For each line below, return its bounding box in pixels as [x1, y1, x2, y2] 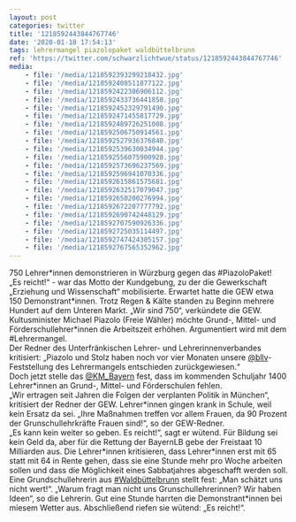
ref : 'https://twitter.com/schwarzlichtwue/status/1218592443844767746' [9, 54, 283, 63]
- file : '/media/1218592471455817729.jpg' [25, 111, 184, 120]
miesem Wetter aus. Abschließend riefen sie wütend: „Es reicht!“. [9, 503, 246, 513]
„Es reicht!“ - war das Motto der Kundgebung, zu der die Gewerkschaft [9, 277, 268, 288]
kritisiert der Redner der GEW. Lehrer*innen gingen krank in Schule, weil [9, 399, 272, 410]
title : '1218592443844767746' [9, 29, 121, 38]
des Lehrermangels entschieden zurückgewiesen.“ [55, 362, 241, 372]
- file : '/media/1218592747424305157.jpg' [25, 235, 184, 244]
